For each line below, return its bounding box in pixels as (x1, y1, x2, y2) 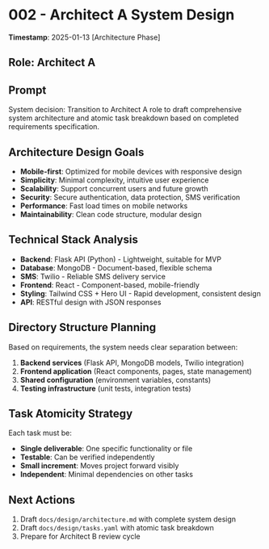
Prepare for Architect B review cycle (19, 531, 141, 542)
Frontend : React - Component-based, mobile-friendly (19, 280, 200, 290)
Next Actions (8, 492, 75, 506)
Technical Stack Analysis (8, 233, 139, 247)
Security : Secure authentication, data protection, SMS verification (19, 192, 241, 202)
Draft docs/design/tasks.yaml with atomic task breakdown (19, 523, 214, 533)
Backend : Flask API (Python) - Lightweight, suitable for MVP (19, 254, 222, 264)
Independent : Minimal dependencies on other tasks (19, 470, 194, 480)
